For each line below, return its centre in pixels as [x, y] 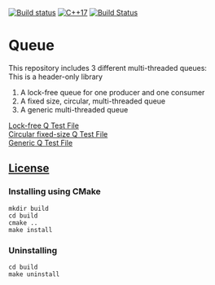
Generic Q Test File [41, 142]
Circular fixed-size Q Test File [58, 134]
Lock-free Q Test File [44, 125]
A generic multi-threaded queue [74, 109]
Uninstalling [33, 250]
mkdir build [29, 208]
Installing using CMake [55, 191]
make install [31, 230]
